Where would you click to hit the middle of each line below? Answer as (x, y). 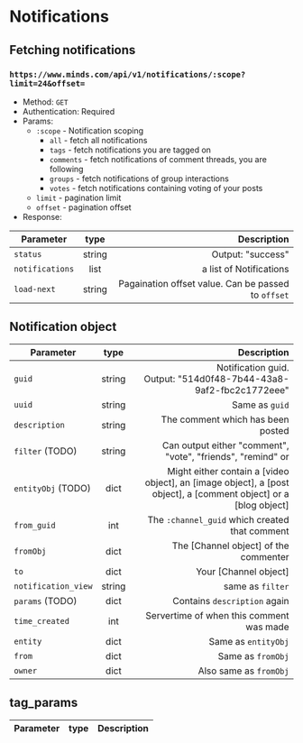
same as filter (257, 586)
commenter (265, 556)
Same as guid (260, 405)
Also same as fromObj (243, 671)
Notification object (63, 327)
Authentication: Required (69, 111)
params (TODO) (46, 601)
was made (267, 627)
